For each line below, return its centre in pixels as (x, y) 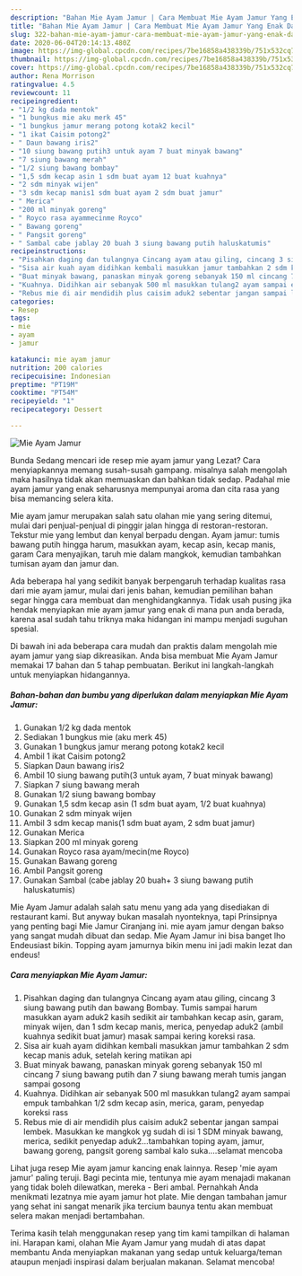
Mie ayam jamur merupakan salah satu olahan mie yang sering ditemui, (141, 515)
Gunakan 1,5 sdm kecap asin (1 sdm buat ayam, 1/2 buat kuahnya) (145, 804)
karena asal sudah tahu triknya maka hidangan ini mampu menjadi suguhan (149, 619)
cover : (22, 68)
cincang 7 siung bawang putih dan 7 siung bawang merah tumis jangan (155, 1074)
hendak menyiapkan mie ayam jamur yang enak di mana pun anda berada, (147, 609)
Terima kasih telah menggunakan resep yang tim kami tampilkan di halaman (150, 1233)
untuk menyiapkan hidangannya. (70, 674)
